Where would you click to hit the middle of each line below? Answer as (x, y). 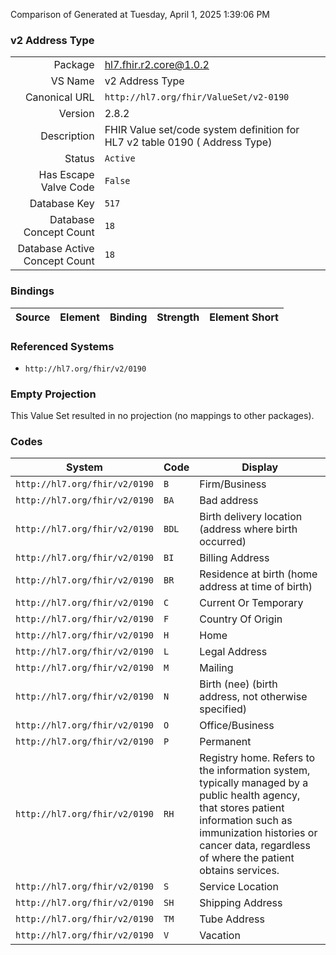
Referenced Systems (62, 346)
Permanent (225, 742)
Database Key (62, 204)
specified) (223, 709)
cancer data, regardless (255, 846)
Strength (178, 317)
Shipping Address (241, 903)
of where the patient (247, 858)
